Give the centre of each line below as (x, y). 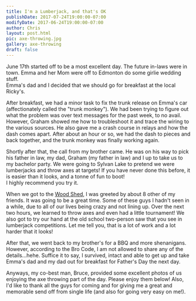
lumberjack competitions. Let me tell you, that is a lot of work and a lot (91, 225)
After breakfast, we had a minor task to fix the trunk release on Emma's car (97, 103)
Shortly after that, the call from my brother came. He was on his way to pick (97, 151)
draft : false (22, 50)
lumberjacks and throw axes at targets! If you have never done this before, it (98, 170)
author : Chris (23, 28)
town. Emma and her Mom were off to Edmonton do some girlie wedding (94, 72)
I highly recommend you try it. (42, 182)
